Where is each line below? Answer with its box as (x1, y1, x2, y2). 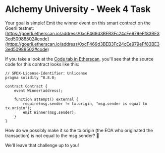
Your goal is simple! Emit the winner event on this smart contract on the (5, 20, 151, 26)
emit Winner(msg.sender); (23, 110, 77, 115)
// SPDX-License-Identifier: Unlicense (5, 71, 88, 76)
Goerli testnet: (5, 25, 34, 31)
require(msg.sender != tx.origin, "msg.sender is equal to (23, 101, 148, 106)
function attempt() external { (14, 97, 79, 102)
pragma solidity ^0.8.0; (5, 75, 56, 80)
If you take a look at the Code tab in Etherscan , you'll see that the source (5, 56, 154, 62)
